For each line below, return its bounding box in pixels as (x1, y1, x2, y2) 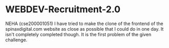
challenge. (5, 37, 28, 43)
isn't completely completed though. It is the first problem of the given (5, 31, 152, 37)
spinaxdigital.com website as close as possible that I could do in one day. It (5, 26, 164, 32)
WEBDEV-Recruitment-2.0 (5, 4, 121, 15)
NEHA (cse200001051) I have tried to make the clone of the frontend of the (5, 20, 164, 27)
